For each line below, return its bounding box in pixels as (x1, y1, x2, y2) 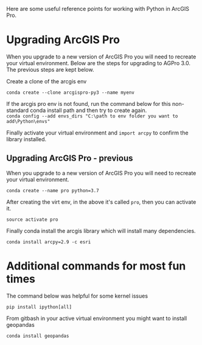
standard (6, 106, 29, 114)
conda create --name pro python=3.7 (6, 187, 99, 193)
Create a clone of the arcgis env (6, 77, 87, 85)
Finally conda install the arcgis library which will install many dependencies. (6, 227, 196, 234)
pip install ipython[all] (6, 304, 72, 310)
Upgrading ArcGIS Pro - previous (6, 153, 133, 164)
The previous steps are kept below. (6, 66, 94, 73)
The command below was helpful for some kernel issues (6, 292, 148, 299)
